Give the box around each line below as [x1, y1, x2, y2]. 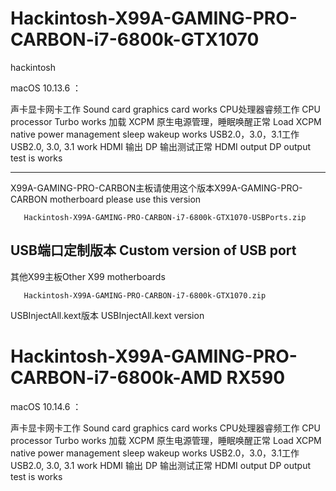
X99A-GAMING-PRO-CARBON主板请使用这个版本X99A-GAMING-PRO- [10, 182, 303, 194]
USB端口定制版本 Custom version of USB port [10, 242, 297, 259]
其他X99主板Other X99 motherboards [10, 270, 166, 282]
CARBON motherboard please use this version [10, 193, 202, 205]
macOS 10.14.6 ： [10, 400, 82, 412]
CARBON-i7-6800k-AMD [10, 366, 223, 389]
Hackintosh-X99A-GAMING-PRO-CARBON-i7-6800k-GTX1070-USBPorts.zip [23, 212, 307, 222]
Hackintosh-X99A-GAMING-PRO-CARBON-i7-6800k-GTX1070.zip [23, 290, 267, 301]
